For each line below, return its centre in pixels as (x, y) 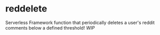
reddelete (26, 9)
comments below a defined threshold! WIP (50, 27)
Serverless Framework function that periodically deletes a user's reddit (80, 22)
